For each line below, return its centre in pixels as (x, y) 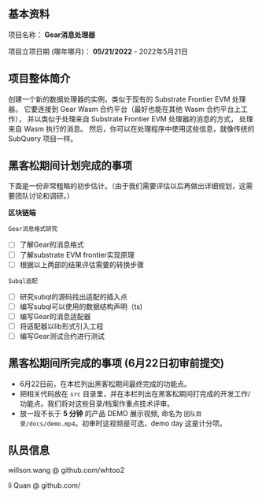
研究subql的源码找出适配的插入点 (73, 296)
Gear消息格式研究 (33, 229)
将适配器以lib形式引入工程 (61, 326)
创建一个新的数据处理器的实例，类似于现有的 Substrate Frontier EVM (119, 99)
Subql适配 (23, 281)
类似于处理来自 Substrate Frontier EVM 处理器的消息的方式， (139, 119)
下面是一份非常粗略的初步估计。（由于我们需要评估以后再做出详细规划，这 (127, 186)
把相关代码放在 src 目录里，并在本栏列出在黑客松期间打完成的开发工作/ (135, 393)
